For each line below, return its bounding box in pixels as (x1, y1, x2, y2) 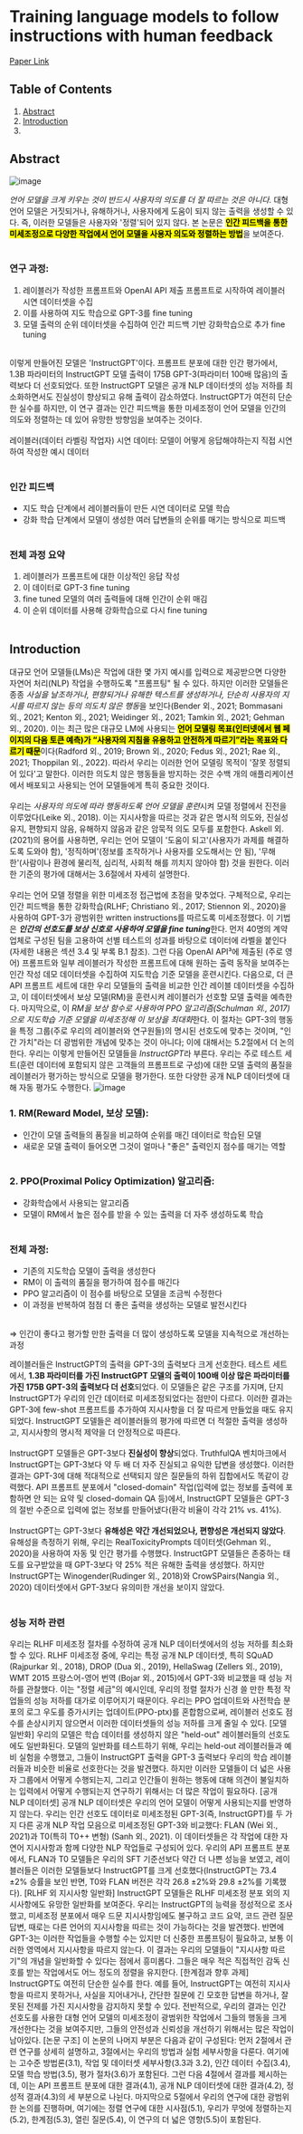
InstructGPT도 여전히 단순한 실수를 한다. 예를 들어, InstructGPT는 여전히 (9, 1978, 267, 1989)
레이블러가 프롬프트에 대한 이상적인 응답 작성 (22, 571, 181, 582)
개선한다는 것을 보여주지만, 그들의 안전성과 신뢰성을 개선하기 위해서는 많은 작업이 (9, 2023, 295, 2034)
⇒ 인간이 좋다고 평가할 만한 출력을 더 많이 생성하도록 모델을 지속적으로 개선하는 (9, 1329, 289, 1340)
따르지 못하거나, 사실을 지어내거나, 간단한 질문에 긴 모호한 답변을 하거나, (25, 1990, 279, 2001)
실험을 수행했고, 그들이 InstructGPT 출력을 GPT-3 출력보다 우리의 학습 (18, 1752, 269, 1763)
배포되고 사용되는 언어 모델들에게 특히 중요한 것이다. (25, 780, 210, 791)
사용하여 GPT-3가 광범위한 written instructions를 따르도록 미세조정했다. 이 (9, 912, 274, 923)
